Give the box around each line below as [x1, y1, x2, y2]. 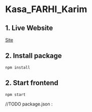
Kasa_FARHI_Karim [5, 4, 87, 15]
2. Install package [5, 51, 62, 60]
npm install [5, 65, 30, 70]
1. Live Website [5, 24, 53, 32]
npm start [5, 92, 26, 97]
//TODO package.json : [5, 101, 53, 107]
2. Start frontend [5, 79, 59, 87]
